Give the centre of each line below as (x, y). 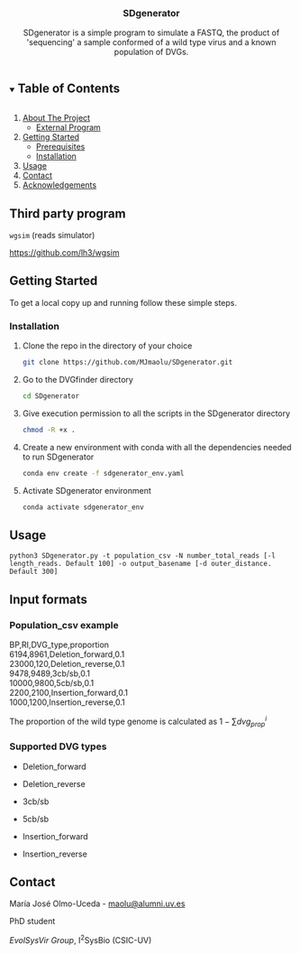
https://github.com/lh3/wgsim (64, 252)
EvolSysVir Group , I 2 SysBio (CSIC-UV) (81, 940)
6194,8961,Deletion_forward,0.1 (67, 654)
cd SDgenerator (51, 396)
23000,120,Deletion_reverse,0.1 (67, 663)
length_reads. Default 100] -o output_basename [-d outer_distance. (141, 564)
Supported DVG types (58, 746)
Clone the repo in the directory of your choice (107, 346)
